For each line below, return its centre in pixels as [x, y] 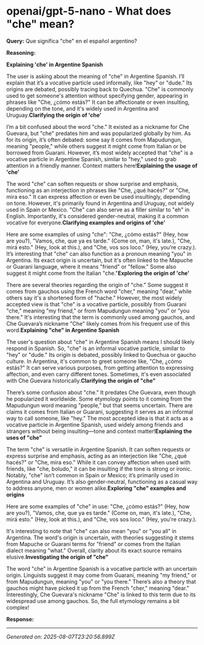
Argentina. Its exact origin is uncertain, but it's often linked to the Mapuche [100, 260]
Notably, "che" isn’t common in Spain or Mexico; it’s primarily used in [93, 475]
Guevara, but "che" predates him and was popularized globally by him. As [99, 133]
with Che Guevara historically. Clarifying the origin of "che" [81, 381]
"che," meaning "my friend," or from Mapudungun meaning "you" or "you [98, 311]
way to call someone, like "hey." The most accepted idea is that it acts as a [100, 418]
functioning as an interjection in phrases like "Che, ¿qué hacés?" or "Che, [98, 190]
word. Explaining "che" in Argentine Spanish [63, 330]
